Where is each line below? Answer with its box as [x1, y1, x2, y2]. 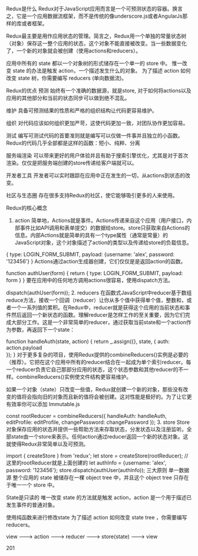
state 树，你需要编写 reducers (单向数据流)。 [17, 74, 127, 81]
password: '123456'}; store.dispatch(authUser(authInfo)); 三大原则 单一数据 [6, 467, 190, 473]
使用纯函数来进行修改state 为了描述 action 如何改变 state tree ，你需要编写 [6, 514, 187, 521]
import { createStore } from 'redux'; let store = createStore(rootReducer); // [6, 452, 189, 459]
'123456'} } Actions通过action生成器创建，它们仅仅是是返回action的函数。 [6, 258, 186, 264]
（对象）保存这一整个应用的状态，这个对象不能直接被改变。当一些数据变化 [6, 40, 187, 47]
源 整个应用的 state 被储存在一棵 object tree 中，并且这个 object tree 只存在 [6, 474, 190, 481]
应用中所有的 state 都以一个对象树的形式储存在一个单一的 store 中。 [6, 60, 171, 67]
